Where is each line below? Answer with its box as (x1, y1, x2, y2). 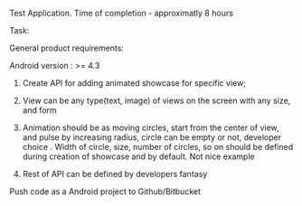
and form (22, 105, 57, 116)
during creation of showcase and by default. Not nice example (22, 151, 255, 162)
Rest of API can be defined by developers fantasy (22, 169, 208, 179)
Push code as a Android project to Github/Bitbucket (9, 186, 202, 197)
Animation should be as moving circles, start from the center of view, (22, 122, 279, 133)
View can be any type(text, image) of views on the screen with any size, (22, 95, 291, 106)
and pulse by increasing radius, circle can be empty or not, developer (22, 132, 282, 143)
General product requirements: (9, 42, 125, 53)
